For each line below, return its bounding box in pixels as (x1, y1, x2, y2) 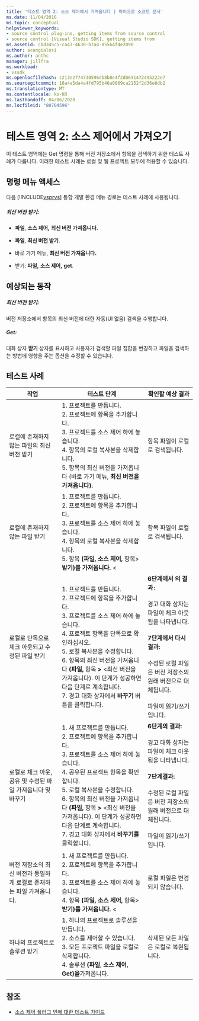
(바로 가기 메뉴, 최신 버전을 (69, 472, 139, 481)
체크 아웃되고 (9, 643, 44, 651)
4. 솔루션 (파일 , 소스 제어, (62, 961, 129, 969)
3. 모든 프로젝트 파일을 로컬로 (62, 943, 139, 951)
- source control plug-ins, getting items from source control (6, 31, 166, 37)
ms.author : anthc (6, 53, 49, 59)
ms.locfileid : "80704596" (6, 102, 70, 108)
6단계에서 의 (147, 575, 181, 583)
